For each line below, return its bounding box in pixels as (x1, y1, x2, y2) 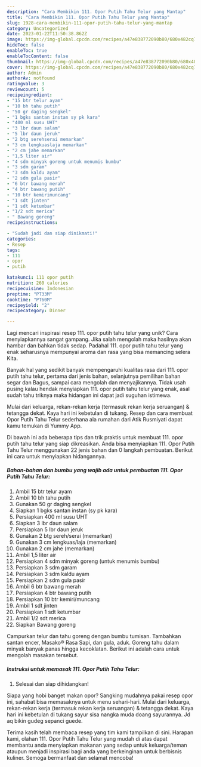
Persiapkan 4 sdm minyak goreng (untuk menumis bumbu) (15, 557, 160, 565)
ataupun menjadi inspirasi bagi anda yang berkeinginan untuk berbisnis (7, 748, 183, 755)
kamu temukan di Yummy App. (7, 422, 82, 430)
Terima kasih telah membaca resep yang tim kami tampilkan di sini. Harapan (7, 729, 194, 736)
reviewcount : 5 (7, 87, 45, 93)
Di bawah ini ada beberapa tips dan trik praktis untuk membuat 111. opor (7, 434, 184, 441)
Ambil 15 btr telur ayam (15, 488, 72, 495)
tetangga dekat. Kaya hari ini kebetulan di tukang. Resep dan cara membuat (7, 409, 193, 417)
